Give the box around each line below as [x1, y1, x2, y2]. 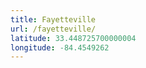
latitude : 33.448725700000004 [10, 33, 137, 43]
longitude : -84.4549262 [10, 42, 110, 53]
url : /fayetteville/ [10, 24, 97, 34]
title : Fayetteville [10, 14, 97, 25]
